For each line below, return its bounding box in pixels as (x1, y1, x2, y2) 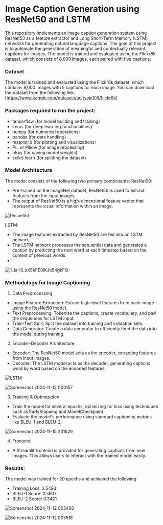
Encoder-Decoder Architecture (12, 341, 75, 346)
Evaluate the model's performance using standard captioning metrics (12, 414, 152, 420)
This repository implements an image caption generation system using (5, 30, 147, 36)
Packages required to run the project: (5, 107, 96, 114)
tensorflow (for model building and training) (12, 118, 100, 124)
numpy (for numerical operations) (12, 129, 80, 135)
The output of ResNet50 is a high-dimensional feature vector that (12, 198, 144, 204)
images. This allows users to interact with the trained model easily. (12, 453, 147, 458)
